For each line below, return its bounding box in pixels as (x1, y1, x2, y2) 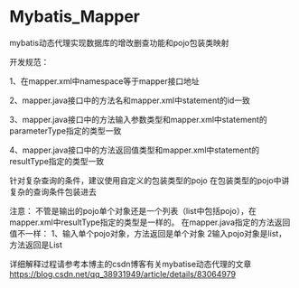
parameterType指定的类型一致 (9, 125, 122, 136)
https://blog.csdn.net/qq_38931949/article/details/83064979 (9, 268, 237, 279)
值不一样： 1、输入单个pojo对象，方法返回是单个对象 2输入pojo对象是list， (9, 228, 287, 238)
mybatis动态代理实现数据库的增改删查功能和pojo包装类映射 (9, 37, 229, 48)
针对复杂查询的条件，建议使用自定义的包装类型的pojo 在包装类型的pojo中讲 (9, 174, 290, 186)
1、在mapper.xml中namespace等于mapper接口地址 (9, 75, 201, 87)
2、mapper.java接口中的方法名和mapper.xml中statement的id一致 (9, 95, 251, 106)
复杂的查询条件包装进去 (9, 186, 97, 197)
